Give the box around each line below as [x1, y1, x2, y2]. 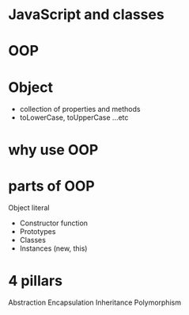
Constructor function [19, 218, 89, 228]
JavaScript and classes [8, 6, 164, 24]
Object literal [8, 203, 50, 213]
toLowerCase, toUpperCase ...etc [19, 113, 129, 122]
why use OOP [8, 140, 99, 159]
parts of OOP [8, 177, 95, 195]
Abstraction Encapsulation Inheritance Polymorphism [8, 298, 182, 307]
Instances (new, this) [19, 244, 88, 253]
